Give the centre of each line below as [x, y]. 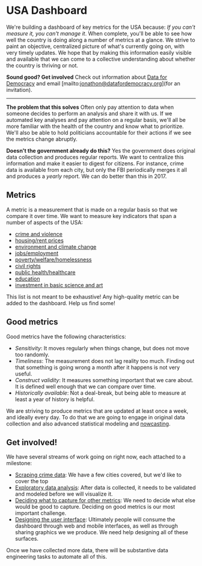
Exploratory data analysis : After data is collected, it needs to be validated [105, 488]
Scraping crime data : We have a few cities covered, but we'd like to [98, 475]
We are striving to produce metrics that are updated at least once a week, [97, 411]
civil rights [28, 266]
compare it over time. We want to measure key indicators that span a [91, 216]
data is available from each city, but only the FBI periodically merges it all [97, 169]
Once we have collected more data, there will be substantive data [87, 550]
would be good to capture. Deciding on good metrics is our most [95, 507]
